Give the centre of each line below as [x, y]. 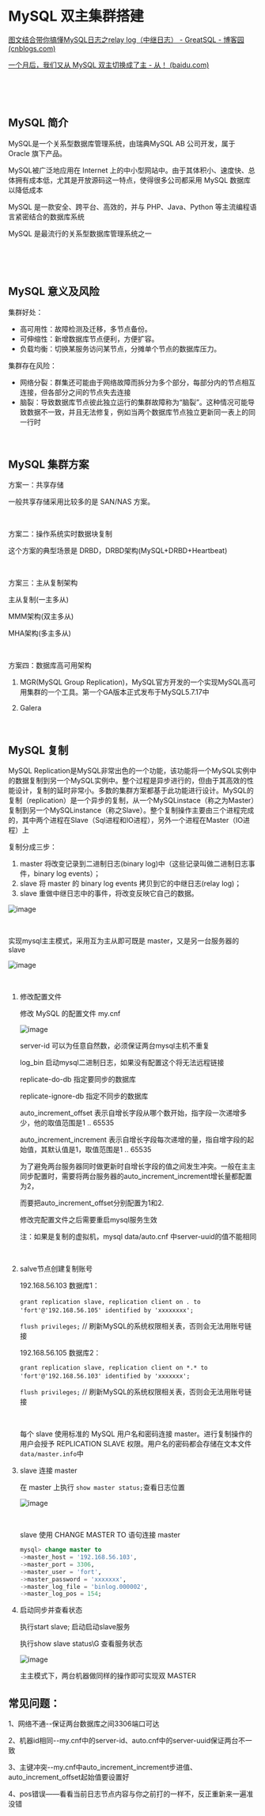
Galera [30, 708]
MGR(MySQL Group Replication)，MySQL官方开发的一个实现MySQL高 [134, 682]
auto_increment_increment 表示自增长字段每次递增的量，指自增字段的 [133, 1139]
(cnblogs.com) [32, 48]
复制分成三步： [32, 847]
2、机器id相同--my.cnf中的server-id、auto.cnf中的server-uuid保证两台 [123, 1741]
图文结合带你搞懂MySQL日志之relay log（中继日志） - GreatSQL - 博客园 [127, 40]
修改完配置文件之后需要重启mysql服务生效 [89, 1220]
